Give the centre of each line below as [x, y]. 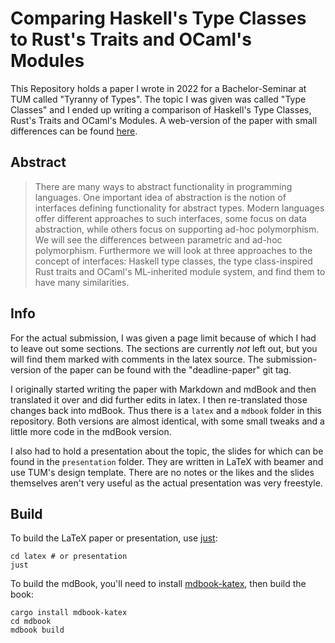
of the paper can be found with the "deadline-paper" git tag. [167, 369]
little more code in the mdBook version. [91, 431]
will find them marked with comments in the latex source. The [137, 359]
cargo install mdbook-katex [69, 613]
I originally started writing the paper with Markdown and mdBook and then [163, 389]
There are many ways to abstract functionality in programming [163, 186]
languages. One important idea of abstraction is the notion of [160, 197]
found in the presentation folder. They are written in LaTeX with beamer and [167, 461]
